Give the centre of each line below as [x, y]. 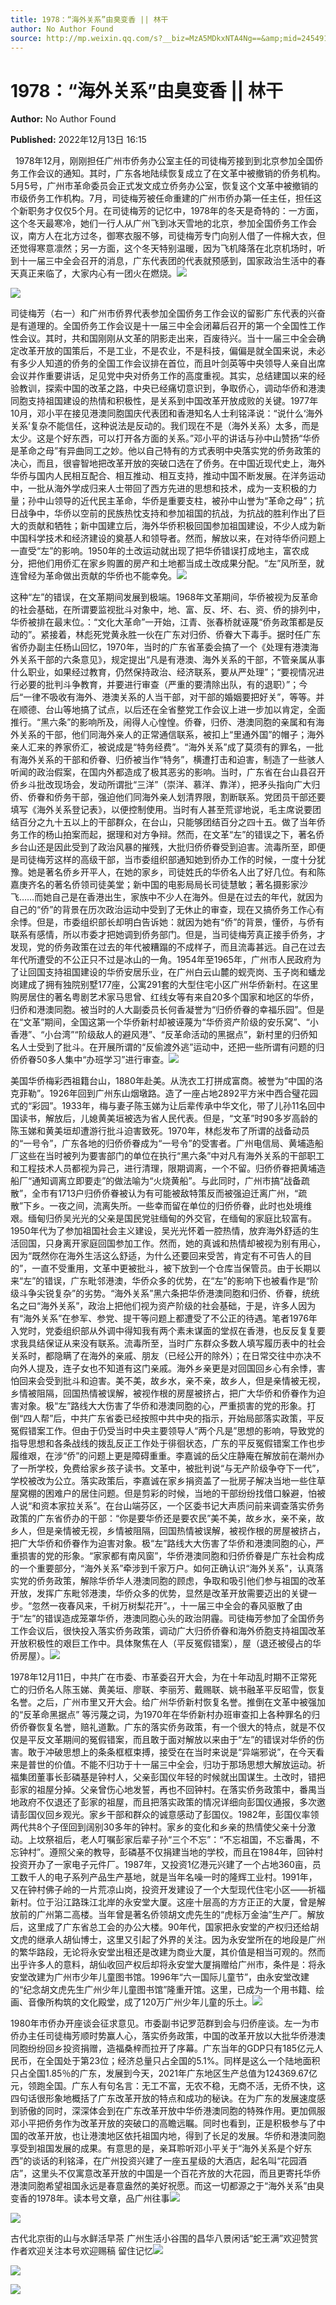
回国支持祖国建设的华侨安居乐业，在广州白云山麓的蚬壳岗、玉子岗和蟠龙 [176, 972]
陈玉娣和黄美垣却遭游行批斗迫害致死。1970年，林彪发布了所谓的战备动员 [160, 1131]
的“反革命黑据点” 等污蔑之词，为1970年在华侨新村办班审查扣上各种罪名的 [161, 1715]
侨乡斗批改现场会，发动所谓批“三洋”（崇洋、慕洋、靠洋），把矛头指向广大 [161, 785]
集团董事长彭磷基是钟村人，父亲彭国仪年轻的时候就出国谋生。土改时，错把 [172, 1777]
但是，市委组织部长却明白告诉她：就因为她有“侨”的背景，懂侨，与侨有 [180, 922]
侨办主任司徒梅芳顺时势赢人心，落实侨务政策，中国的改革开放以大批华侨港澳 [168, 2036]
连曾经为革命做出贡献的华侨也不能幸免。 [93, 576]
